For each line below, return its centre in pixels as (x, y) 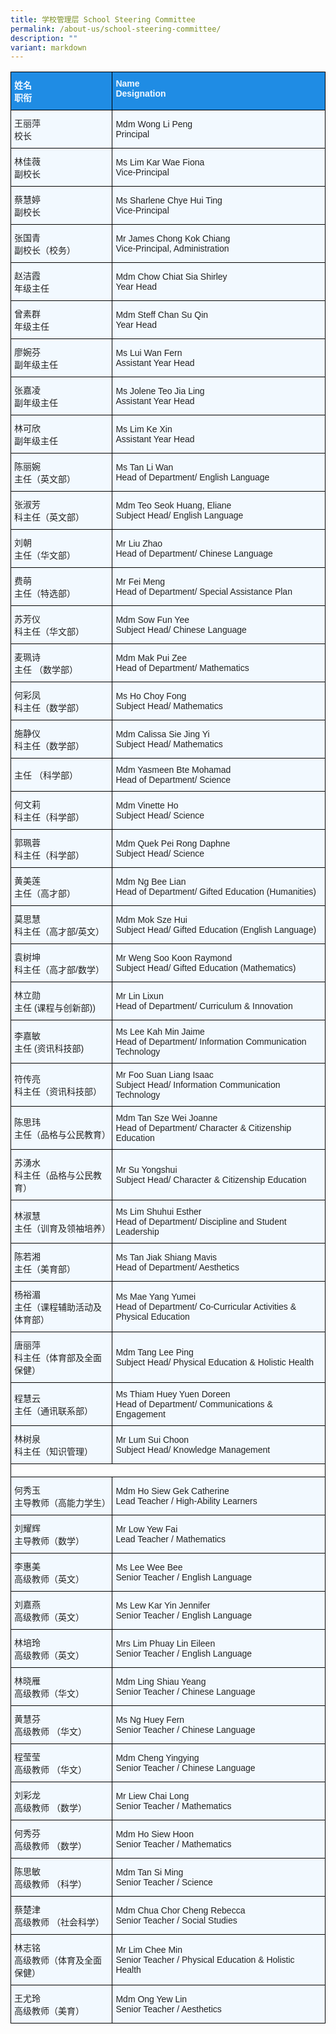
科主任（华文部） (49, 632)
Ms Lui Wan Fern (149, 353)
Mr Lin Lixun (139, 996)
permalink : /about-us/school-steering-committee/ (116, 29)
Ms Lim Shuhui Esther (158, 1212)
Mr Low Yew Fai (146, 1529)
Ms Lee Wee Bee (149, 1567)
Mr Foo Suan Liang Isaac (164, 1075)
